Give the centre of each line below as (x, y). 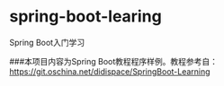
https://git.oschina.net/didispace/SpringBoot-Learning (110, 71)
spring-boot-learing (85, 17)
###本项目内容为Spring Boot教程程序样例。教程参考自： (114, 61)
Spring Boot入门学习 (47, 42)
